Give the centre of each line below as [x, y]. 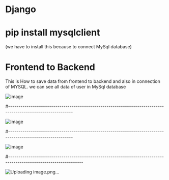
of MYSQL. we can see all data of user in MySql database [66, 87]
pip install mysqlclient [53, 33]
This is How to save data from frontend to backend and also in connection [83, 81]
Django [21, 9]
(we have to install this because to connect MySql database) [69, 47]
